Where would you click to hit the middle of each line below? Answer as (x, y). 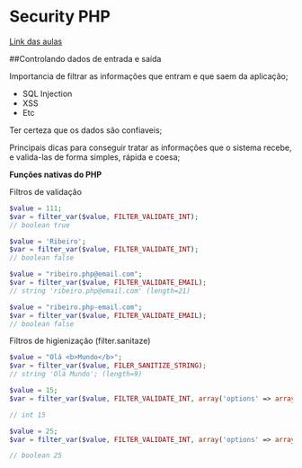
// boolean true (40, 225)
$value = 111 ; (36, 208)
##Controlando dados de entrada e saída (85, 58)
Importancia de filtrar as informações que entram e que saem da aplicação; (149, 76)
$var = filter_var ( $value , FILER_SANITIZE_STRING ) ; (108, 366)
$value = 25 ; (34, 431)
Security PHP (60, 17)
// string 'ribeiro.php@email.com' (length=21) (100, 291)
